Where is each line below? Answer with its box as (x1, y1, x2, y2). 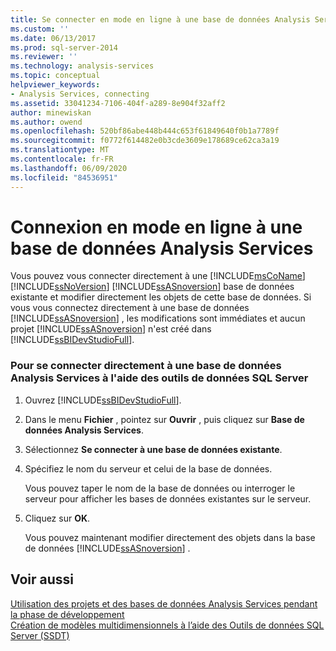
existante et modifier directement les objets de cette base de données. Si (10, 291, 312, 303)
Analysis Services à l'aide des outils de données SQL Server (10, 371, 309, 385)
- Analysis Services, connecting (10, 89, 150, 99)
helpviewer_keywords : (10, 80, 101, 90)
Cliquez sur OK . (24, 512, 91, 524)
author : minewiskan (10, 107, 92, 118)
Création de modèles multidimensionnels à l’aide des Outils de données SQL (10, 619, 325, 631)
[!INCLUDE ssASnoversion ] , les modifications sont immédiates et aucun (10, 312, 306, 325)
